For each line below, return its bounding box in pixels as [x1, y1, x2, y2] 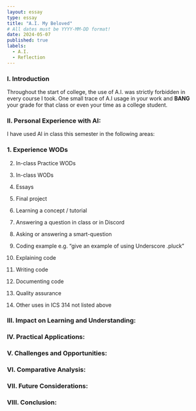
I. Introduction [7, 74, 50, 83]
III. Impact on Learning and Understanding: [7, 316, 136, 325]
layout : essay [7, 9, 43, 15]
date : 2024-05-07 [7, 32, 51, 38]
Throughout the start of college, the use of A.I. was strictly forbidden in [7, 88, 186, 95]
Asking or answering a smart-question [15, 230, 112, 238]
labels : [7, 43, 27, 49]
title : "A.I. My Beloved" [7, 20, 72, 26]
